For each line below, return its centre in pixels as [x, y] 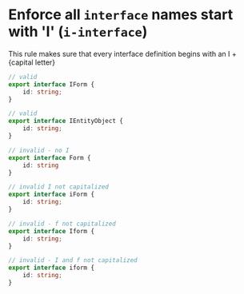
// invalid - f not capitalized [62, 224]
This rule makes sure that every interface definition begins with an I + [123, 54]
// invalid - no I [39, 150]
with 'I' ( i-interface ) [78, 32]
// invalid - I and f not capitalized [73, 260]
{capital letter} [32, 62]
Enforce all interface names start [121, 15]
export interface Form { [50, 157]
